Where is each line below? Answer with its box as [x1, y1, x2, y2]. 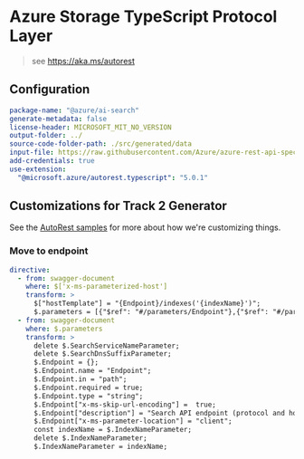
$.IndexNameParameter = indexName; [33, 442, 168, 452]
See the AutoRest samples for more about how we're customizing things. [9, 222, 281, 233]
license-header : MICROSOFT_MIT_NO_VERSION [9, 122, 172, 132]
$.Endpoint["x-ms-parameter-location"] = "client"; [33, 416, 233, 426]
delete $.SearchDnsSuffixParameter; [33, 349, 172, 359]
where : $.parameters [25, 324, 103, 333]
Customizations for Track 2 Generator [9, 198, 228, 214]
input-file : [9, 148, 54, 158]
